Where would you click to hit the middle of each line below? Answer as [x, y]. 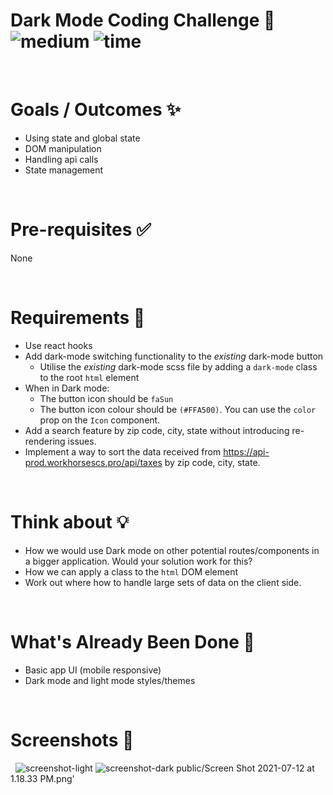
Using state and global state [82, 138]
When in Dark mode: [67, 388]
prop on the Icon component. [100, 420]
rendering [45, 441]
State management [64, 170]
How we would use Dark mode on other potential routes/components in [172, 550]
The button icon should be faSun [106, 398]
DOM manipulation [63, 148]
